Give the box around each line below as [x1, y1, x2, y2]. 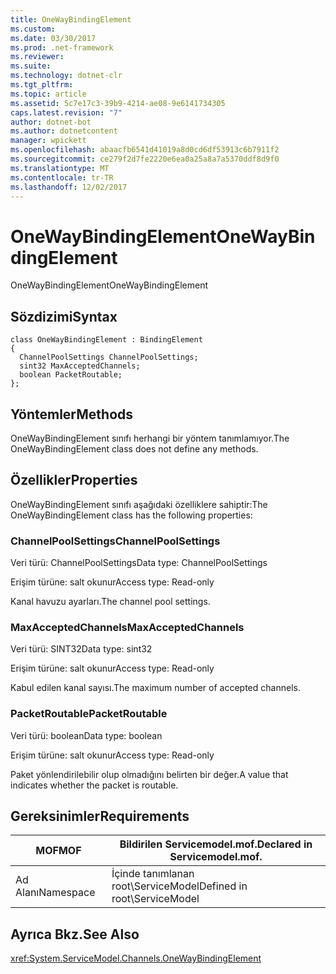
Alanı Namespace [15, 886, 96, 900]
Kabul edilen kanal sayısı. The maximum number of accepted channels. [10, 682, 301, 694]
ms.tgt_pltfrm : [10, 80, 74, 90]
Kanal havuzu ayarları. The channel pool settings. [10, 596, 211, 608]
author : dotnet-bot [10, 117, 92, 127]
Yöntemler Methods [10, 406, 134, 423]
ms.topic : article [10, 89, 87, 99]
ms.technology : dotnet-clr [10, 71, 123, 81]
